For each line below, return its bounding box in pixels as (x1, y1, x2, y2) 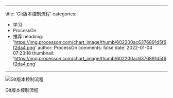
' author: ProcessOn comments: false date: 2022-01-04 (35, 44, 153, 51)
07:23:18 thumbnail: (12, 50, 55, 56)
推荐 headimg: (12, 34, 44, 39)
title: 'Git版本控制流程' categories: (5, 11, 77, 17)
